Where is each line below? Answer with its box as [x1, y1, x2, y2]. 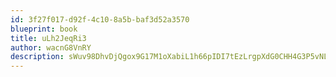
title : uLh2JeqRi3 [10, 33, 87, 43]
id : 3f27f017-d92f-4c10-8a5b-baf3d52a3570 [10, 14, 190, 25]
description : [10, 52, 65, 62]
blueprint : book [10, 24, 78, 34]
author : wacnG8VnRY [10, 42, 92, 53]
